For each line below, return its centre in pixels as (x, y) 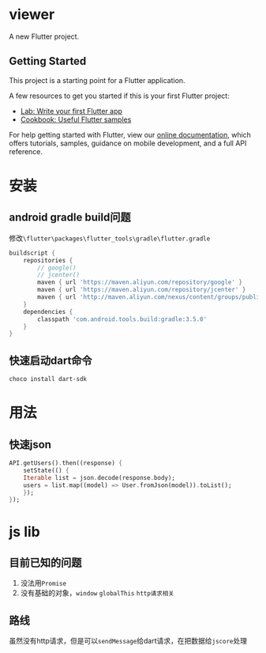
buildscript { (32, 253)
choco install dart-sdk (48, 379)
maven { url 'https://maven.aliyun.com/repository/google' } (140, 282)
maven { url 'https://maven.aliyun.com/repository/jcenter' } (142, 290)
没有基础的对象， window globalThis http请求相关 (97, 593)
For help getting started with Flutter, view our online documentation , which (130, 134)
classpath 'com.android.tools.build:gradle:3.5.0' (122, 319)
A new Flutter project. (44, 36)
